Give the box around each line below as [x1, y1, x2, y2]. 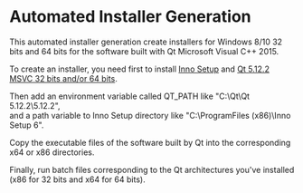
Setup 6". [9, 120, 44, 130]
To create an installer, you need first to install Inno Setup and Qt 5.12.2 [9, 63, 270, 74]
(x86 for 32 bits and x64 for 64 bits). [9, 174, 147, 185]
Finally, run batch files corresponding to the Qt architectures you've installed [9, 164, 295, 175]
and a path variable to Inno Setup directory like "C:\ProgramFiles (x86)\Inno [9, 110, 291, 121]
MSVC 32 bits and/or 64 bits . [9, 72, 118, 83]
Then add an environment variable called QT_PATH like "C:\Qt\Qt [9, 91, 251, 101]
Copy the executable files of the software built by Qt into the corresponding [9, 137, 291, 148]
